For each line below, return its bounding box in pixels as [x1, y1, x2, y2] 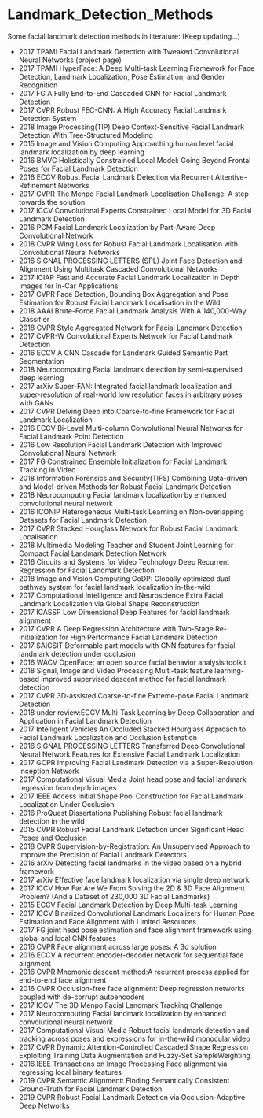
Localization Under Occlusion [18, 799, 115, 809]
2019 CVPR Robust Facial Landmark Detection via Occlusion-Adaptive [18, 1092, 246, 1101]
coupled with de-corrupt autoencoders [18, 992, 145, 1001]
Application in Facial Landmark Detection [18, 716, 152, 725]
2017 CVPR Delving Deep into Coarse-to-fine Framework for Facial [18, 406, 235, 416]
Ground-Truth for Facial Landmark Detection [18, 1084, 163, 1094]
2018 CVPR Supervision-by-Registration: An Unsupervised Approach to [18, 841, 250, 851]
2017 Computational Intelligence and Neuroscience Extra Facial [18, 590, 224, 600]
